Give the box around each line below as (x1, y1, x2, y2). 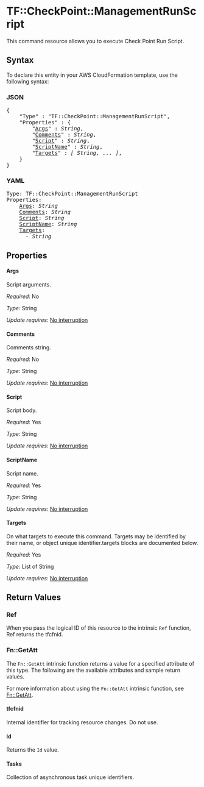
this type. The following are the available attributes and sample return (6, 666, 181, 674)
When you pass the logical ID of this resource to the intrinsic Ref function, (6, 624, 191, 632)
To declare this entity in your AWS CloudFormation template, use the (6, 71, 178, 79)
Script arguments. (6, 280, 52, 288)
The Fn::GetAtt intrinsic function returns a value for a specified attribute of (6, 660, 195, 667)
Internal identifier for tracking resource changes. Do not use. (6, 718, 158, 726)
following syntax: (6, 77, 49, 85)
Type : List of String (6, 563, 54, 570)
